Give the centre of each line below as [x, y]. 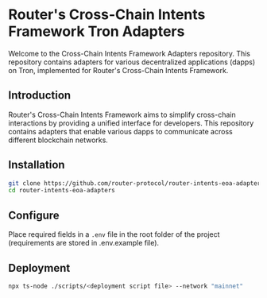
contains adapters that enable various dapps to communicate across [120, 131]
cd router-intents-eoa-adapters [62, 191]
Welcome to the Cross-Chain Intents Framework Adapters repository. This [129, 53]
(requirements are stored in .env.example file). [84, 243]
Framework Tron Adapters [97, 31]
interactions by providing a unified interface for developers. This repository [131, 123]
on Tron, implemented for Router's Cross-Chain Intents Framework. [118, 70]
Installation [37, 165]
